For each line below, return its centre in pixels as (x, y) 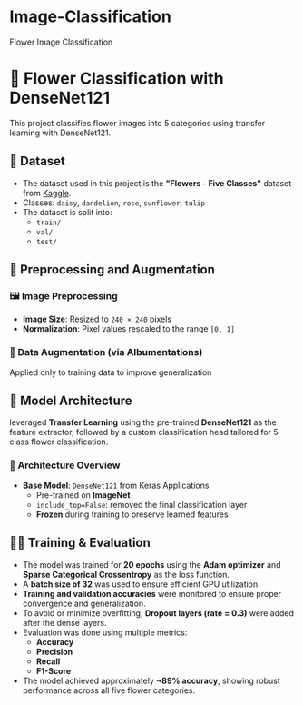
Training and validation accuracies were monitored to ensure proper (152, 593)
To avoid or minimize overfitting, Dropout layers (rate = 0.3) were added (158, 613)
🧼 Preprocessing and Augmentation (112, 270)
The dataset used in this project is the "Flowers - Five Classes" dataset (157, 183)
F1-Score (54, 670)
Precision (54, 651)
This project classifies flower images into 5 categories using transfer (137, 123)
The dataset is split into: (67, 212)
